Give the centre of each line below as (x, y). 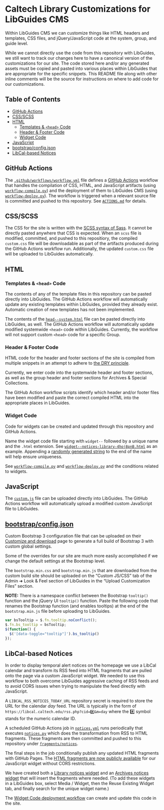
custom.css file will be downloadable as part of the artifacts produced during (82, 244)
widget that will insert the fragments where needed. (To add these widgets (80, 778)
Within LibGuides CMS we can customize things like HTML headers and (77, 33)
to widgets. (16, 471)
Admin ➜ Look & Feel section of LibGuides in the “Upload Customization (78, 581)
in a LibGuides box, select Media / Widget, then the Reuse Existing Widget (80, 784)
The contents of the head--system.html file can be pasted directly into (75, 319)
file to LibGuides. (22, 509)
